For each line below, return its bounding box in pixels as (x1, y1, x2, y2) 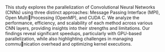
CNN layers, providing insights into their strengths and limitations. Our (5, 25, 150, 31)
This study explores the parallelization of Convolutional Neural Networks (5, 4, 155, 10)
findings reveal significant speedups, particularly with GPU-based (5, 31, 142, 36)
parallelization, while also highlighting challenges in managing (5, 36, 133, 42)
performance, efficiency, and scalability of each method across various (5, 20, 153, 26)
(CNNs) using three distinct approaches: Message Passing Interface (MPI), (5, 9, 160, 15)
